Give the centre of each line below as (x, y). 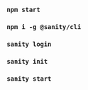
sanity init (27, 61)
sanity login (29, 44)
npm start (23, 10)
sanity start (29, 79)
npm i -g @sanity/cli (44, 27)
